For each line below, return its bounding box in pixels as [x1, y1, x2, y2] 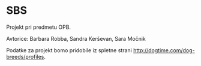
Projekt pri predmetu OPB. [6, 23, 71, 31]
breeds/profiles [6, 53, 44, 60]
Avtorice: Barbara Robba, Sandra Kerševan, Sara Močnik [6, 35, 146, 42]
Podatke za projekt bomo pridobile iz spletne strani [6, 46, 132, 54]
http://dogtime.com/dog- [133, 46, 195, 54]
